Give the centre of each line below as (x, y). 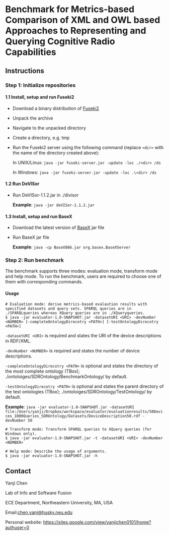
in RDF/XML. (18, 341)
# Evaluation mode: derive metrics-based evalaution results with (76, 304)
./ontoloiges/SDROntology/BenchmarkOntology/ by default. (66, 376)
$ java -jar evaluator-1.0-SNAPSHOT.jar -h (52, 456)
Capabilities (31, 52)
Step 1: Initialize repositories (40, 85)
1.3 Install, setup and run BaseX (39, 216)
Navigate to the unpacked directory (49, 128)
